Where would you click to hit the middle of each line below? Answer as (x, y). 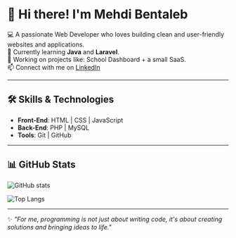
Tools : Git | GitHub (44, 135)
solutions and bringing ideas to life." (60, 227)
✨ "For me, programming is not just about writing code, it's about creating (115, 219)
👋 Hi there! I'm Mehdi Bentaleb (98, 14)
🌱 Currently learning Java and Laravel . (63, 51)
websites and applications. (46, 44)
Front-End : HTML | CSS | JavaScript (70, 120)
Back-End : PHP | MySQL (53, 127)
